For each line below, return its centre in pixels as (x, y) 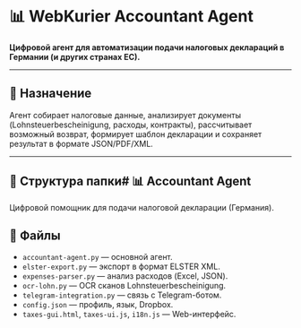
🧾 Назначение (51, 94)
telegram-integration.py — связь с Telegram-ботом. (122, 295)
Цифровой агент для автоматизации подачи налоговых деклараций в (147, 47)
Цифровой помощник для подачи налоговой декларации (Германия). (142, 207)
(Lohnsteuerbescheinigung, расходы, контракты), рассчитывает (131, 125)
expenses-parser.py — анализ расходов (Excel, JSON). (125, 276)
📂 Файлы (35, 235)
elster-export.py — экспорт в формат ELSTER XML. (121, 267)
